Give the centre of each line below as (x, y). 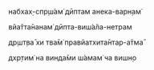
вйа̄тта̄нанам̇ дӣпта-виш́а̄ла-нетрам (70, 27)
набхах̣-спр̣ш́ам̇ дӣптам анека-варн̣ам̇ (75, 12)
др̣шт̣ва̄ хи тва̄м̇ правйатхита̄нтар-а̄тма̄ (76, 42)
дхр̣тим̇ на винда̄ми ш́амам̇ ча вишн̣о (73, 58)
